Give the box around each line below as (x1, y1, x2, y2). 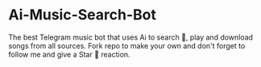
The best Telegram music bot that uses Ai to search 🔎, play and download (8, 32, 254, 42)
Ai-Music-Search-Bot (8, 6, 157, 24)
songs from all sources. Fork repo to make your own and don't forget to (8, 40, 246, 50)
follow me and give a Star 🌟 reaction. (8, 49, 130, 59)
